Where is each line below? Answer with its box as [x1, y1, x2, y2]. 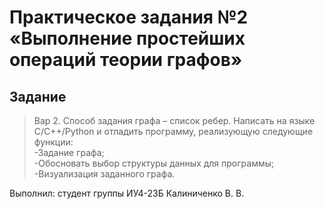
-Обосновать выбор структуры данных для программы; [33, 157, 275, 169]
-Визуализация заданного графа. [33, 168, 176, 180]
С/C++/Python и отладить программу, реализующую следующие [33, 126, 314, 137]
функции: [33, 136, 74, 148]
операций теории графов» [9, 49, 243, 71]
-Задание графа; [33, 147, 105, 158]
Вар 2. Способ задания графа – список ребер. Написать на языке [33, 115, 316, 126]
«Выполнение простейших [9, 27, 246, 50]
